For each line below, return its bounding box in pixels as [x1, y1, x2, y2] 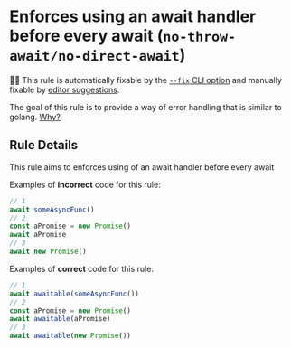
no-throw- [162, 29, 237, 46]
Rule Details [9, 137, 79, 153]
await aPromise [9, 230, 67, 240]
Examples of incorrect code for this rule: [9, 179, 161, 190]
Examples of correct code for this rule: [9, 263, 154, 274]
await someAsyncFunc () [9, 205, 95, 214]
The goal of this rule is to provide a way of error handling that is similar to [9, 101, 282, 112]
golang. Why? [9, 111, 61, 122]
